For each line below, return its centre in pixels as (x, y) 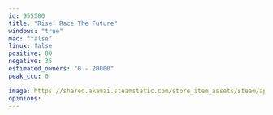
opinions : (25, 98)
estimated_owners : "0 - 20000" (61, 69)
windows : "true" (36, 31)
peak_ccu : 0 (28, 76)
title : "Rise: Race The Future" (63, 23)
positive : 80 (30, 53)
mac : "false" (30, 38)
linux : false (30, 46)
